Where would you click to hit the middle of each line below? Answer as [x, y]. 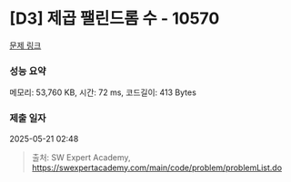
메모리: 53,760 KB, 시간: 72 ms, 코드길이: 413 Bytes [103, 92]
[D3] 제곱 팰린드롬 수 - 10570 [115, 19]
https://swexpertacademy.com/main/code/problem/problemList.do [157, 168]
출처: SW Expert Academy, [81, 157]
